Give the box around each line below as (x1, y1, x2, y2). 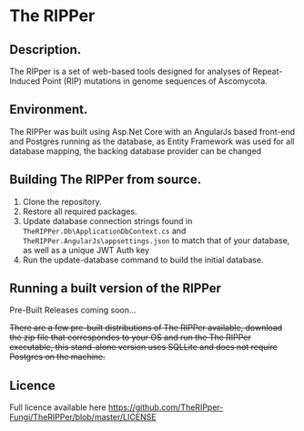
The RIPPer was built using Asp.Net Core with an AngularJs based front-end (9, 126, 296, 137)
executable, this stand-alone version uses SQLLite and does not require (9, 342, 278, 353)
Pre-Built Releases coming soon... (9, 304, 137, 315)
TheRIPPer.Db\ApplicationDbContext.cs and (22, 225, 187, 236)
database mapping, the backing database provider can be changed (9, 145, 262, 156)
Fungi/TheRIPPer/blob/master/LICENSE (9, 412, 157, 423)
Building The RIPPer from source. (9, 172, 202, 188)
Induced (9, 76, 41, 87)
